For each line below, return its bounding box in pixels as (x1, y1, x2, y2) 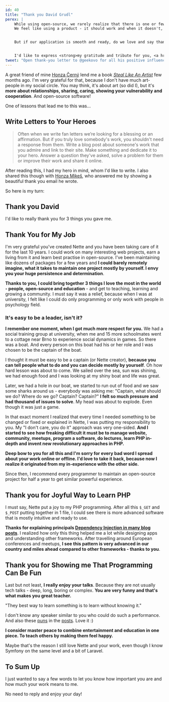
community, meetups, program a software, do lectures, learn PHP (5, 435, 145, 441)
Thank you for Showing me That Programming (5, 560, 153, 569)
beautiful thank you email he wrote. (5, 178, 78, 184)
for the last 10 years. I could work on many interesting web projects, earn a (5, 249, 160, 255)
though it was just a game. (5, 404, 60, 410)
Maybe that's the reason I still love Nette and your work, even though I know (5, 643, 163, 649)
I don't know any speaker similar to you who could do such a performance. (5, 612, 160, 618)
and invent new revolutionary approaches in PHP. (19, 440, 124, 446)
